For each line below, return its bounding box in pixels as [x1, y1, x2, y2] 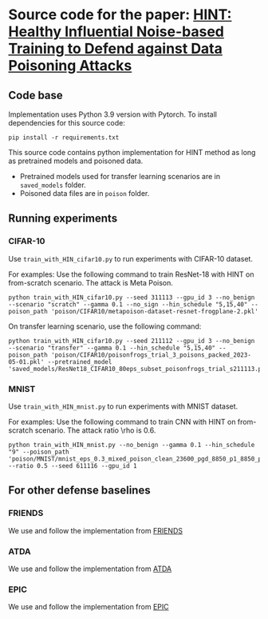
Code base [8, 88, 64, 102]
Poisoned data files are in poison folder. [19, 189, 150, 198]
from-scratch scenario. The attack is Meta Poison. [8, 278, 174, 287]
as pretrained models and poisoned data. [8, 156, 144, 166]
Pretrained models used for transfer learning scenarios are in [19, 172, 221, 181]
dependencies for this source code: [8, 118, 125, 127]
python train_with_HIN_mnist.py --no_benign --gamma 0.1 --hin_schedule [8, 441, 255, 449]
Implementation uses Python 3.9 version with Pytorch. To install [8, 110, 218, 119]
